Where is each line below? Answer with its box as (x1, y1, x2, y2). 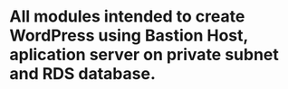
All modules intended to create (9, 6, 245, 27)
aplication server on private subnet (9, 45, 279, 65)
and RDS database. (9, 64, 156, 85)
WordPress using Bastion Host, (9, 25, 249, 46)
